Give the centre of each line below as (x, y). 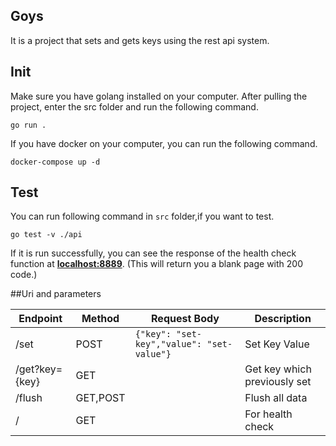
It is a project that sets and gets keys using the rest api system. (140, 40)
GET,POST (100, 398)
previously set (278, 382)
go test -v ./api (46, 235)
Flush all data (276, 398)
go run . (28, 125)
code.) (24, 275)
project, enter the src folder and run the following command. (134, 106)
